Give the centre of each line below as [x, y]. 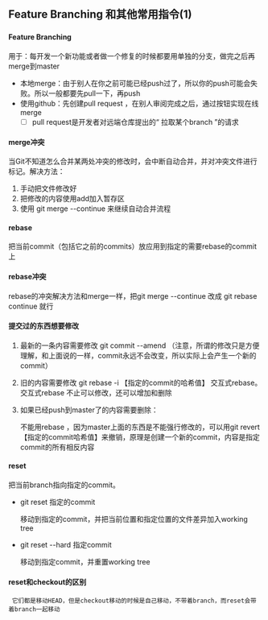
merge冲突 [27, 142]
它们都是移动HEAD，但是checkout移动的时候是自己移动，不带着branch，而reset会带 [134, 601]
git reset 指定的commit [58, 502]
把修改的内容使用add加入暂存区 [72, 199]
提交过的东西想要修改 [43, 326]
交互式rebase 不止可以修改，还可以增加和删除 [96, 392]
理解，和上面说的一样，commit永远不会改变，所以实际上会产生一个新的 [138, 355]
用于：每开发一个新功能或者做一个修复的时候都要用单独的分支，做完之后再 [132, 56]
